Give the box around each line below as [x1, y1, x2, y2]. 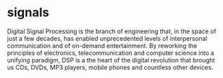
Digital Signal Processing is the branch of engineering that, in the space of [7, 27, 217, 35]
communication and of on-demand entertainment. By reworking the [7, 41, 198, 50]
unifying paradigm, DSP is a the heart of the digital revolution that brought [7, 56, 215, 64]
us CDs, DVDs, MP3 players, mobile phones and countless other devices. [7, 63, 213, 71]
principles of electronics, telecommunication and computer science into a [7, 49, 214, 57]
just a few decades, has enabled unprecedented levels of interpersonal [7, 34, 207, 42]
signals [7, 5, 49, 20]
